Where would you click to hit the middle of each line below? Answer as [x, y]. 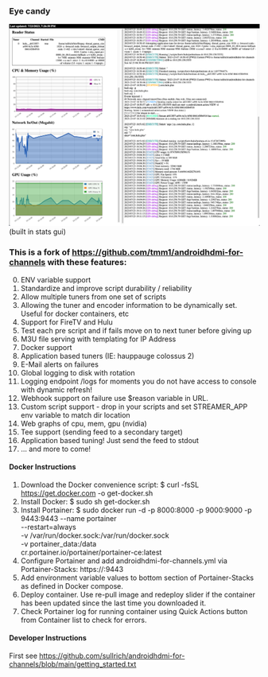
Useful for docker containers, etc [75, 313]
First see [23, 656]
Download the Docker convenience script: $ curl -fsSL [110, 484]
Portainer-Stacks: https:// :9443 [72, 569]
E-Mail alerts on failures [59, 364]
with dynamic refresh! [56, 389]
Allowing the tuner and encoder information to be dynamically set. [129, 305]
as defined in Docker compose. [72, 586]
